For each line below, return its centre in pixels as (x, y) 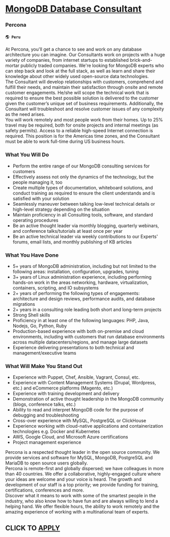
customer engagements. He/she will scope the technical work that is (77, 93)
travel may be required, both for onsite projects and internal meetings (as (82, 125)
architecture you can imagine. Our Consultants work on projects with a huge (85, 55)
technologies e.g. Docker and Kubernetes (56, 431)
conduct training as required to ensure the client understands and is (84, 193)
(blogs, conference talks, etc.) (44, 404)
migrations (24, 304)
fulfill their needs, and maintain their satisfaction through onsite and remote (84, 87)
